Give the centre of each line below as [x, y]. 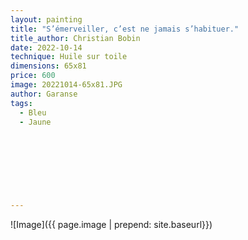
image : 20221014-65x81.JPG [66, 85]
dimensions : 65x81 [48, 66]
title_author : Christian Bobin [75, 38]
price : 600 [33, 76]
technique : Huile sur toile [69, 57]
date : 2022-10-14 [46, 47]
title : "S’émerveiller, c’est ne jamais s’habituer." [125, 29]
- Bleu [33, 112]
